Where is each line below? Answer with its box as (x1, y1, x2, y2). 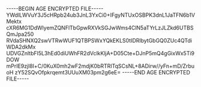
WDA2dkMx (6, 43, 36, 50)
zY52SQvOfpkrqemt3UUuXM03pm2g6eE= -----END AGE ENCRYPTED (14, 69, 191, 76)
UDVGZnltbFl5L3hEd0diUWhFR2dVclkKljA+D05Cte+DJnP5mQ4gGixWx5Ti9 (6, 50, 195, 56)
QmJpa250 (6, 31, 34, 38)
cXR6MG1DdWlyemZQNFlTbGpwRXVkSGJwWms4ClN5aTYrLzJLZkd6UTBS (6, 24, 194, 31)
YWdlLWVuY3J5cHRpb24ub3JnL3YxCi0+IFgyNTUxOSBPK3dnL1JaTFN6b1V (6, 11, 196, 19)
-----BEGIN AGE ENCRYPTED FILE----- (6, 5, 104, 12)
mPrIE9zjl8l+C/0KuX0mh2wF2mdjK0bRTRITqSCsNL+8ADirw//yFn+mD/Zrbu (6, 62, 195, 70)
